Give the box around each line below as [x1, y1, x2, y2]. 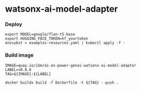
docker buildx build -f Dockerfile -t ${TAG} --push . [5, 80, 119, 85]
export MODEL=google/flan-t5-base [5, 32, 76, 37]
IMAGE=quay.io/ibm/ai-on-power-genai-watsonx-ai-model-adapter [5, 63, 137, 68]
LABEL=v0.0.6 [5, 67, 32, 72]
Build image [5, 52, 34, 59]
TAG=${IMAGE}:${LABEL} [5, 71, 51, 76]
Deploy [5, 21, 22, 28]
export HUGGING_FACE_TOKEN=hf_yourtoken [5, 36, 89, 41]
